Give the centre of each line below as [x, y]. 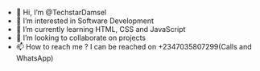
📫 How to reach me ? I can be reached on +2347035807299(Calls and [134, 47]
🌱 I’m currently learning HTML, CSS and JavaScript [101, 29]
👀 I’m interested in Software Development [85, 21]
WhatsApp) [35, 58]
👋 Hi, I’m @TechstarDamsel [61, 12]
